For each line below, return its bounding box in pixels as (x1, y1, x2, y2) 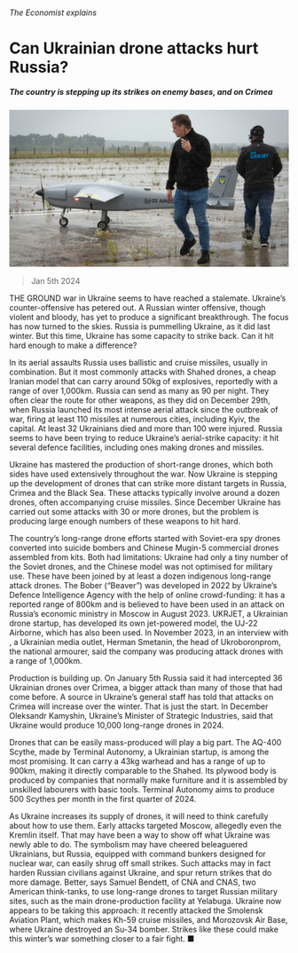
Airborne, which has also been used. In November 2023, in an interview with (9, 627, 289, 638)
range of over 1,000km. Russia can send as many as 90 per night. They (9, 386, 270, 397)
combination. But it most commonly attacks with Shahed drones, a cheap (9, 366, 277, 377)
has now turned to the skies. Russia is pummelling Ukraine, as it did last (9, 321, 271, 332)
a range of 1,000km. (9, 656, 82, 666)
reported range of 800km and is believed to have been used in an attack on (9, 599, 286, 610)
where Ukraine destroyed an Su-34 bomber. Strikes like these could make (9, 924, 279, 935)
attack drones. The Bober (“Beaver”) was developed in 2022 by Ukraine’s (9, 580, 278, 591)
